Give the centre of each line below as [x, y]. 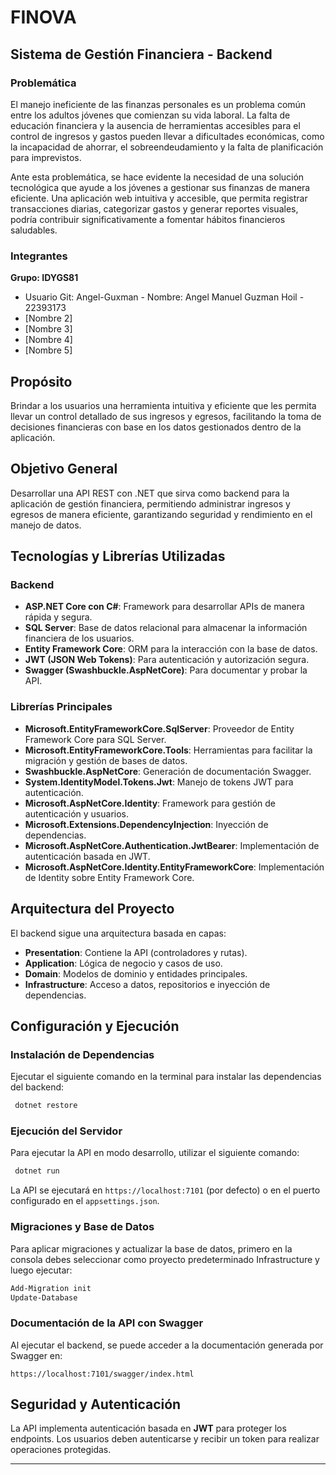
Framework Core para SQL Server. [95, 739]
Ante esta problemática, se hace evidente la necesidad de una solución [157, 177]
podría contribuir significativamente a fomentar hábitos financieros [148, 219]
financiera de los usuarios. [79, 638]
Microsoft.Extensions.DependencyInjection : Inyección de [146, 824]
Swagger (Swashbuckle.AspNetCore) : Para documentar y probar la [166, 670]
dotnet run [37, 1171]
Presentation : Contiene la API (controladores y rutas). [136, 952]
